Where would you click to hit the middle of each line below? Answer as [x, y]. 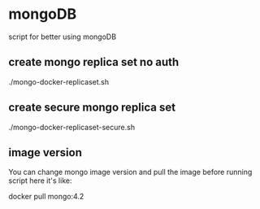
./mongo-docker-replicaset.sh [59, 81]
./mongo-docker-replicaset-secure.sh [72, 127]
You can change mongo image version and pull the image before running [130, 172]
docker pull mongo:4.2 [46, 197]
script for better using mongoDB [62, 37]
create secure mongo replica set [92, 108]
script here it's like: [40, 181]
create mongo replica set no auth [94, 62]
